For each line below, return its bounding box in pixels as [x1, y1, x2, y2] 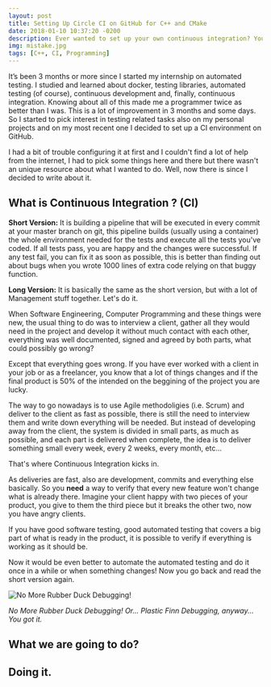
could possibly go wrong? [8, 343, 94, 353]
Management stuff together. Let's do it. [8, 293, 139, 303]
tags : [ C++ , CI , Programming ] [8, 49, 110, 57]
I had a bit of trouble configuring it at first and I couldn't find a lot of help [8, 147, 248, 157]
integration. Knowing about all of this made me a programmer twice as [8, 98, 242, 107]
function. [8, 269, 39, 279]
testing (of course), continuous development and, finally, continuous [8, 89, 236, 98]
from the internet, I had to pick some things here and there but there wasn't [8, 156, 259, 165]
